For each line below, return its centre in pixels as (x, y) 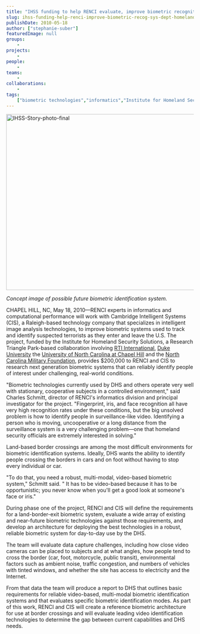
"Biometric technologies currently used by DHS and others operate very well (100, 385)
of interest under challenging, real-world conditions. (70, 373)
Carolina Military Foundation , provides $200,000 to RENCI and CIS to (91, 360)
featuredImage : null (32, 34)
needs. (15, 626)
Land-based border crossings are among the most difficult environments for (99, 446)
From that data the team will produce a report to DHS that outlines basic (94, 588)
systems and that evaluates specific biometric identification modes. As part (99, 600)
